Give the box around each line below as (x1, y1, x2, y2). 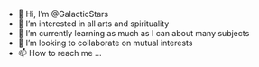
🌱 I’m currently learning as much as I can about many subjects (17, 28, 250, 38)
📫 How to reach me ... (17, 48, 102, 58)
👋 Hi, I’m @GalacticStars (17, 9, 109, 19)
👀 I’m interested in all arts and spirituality (17, 18, 170, 29)
